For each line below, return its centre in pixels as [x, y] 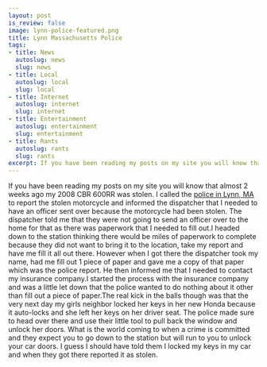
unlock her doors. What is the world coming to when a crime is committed [129, 330]
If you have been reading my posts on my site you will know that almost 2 [128, 186]
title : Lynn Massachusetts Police [66, 38]
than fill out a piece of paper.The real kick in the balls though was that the [128, 296]
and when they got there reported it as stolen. [83, 355]
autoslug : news [41, 60]
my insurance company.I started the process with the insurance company [128, 279]
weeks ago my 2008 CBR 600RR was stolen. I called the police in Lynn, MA [131, 195]
